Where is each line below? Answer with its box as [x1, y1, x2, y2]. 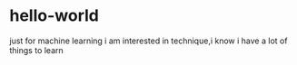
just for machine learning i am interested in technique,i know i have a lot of [9, 35, 288, 46]
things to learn [9, 44, 64, 55]
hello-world [9, 5, 100, 26]
